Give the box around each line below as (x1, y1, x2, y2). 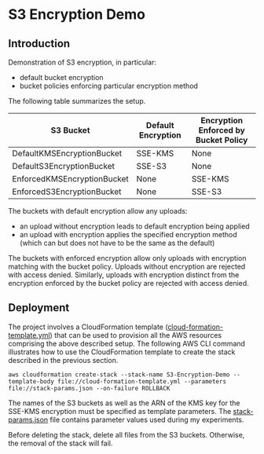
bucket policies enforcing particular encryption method (19, 81, 199, 90)
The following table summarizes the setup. (8, 97, 146, 105)
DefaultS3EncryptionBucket (12, 161, 115, 171)
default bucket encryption (19, 73, 104, 82)
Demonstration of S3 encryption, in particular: (8, 57, 157, 67)
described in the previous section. (8, 355, 119, 364)
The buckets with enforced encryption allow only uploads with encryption (8, 254, 247, 262)
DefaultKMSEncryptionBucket (12, 148, 123, 159)
